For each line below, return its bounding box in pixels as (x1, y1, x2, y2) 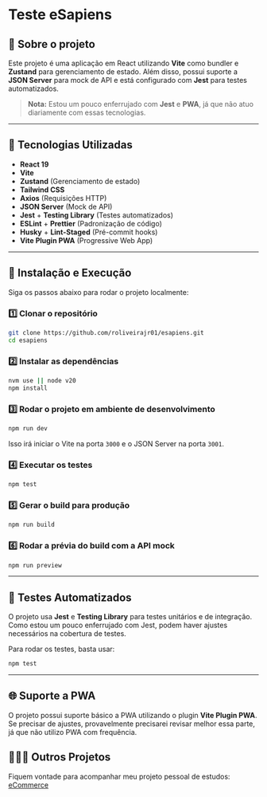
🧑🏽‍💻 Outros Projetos (8, 751, 111, 764)
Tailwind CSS (19, 185, 65, 194)
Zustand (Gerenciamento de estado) (19, 176, 141, 186)
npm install (8, 384, 48, 392)
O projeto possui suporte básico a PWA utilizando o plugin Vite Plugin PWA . (8, 710, 257, 720)
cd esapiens (8, 336, 48, 344)
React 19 (19, 159, 49, 169)
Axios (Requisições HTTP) (19, 193, 107, 202)
